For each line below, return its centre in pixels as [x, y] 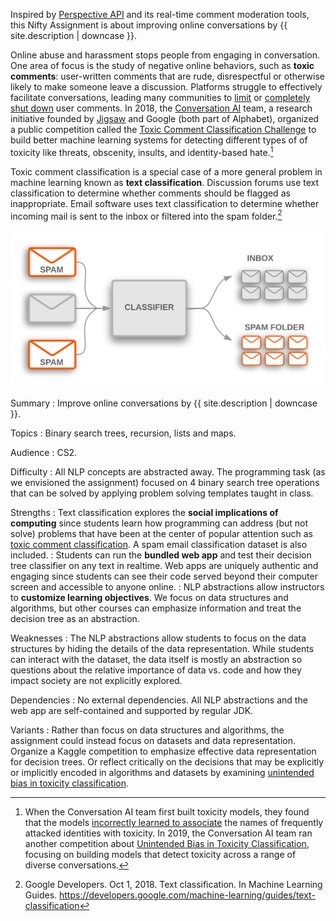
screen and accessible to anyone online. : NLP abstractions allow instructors [167, 586]
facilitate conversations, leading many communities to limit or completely [160, 97]
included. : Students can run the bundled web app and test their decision [161, 555]
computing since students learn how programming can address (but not [159, 523]
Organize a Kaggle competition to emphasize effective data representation [163, 751]
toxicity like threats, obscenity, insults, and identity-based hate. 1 [142, 151]
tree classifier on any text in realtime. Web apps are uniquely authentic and [164, 565]
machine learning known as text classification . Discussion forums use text [165, 182]
